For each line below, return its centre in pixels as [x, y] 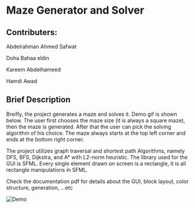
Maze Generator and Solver [75, 10]
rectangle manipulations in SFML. [47, 169]
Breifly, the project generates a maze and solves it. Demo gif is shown [92, 114]
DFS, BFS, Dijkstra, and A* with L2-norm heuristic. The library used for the [97, 157]
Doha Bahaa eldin [28, 58]
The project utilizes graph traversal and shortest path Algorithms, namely [96, 151]
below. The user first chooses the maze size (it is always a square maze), [96, 120]
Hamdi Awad [22, 81]
